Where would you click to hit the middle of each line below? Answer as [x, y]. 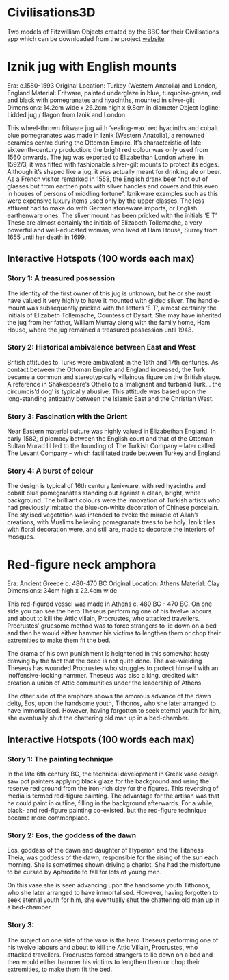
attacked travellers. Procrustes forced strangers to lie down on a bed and [110, 955]
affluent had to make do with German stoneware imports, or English [102, 208]
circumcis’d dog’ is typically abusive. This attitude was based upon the [107, 391]
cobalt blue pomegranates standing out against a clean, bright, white [104, 493]
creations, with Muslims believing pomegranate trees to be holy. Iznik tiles [111, 522]
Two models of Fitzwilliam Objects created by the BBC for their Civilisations [113, 32]
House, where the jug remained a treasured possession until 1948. [100, 330]
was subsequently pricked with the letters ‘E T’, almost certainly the [121, 308]
